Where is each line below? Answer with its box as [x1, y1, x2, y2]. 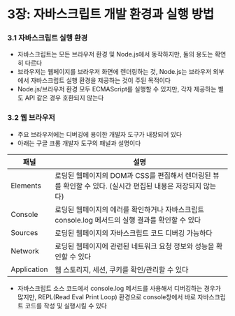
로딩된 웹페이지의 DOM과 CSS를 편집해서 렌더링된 [55, 170, 211, 180]
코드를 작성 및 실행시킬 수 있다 [24, 301, 107, 310]
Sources [10, 227, 38, 237]
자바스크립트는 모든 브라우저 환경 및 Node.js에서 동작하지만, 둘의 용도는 [17, 50, 213, 59]
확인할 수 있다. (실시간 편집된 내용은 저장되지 [62, 181, 201, 190]
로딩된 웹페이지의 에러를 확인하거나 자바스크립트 [55, 204, 204, 214]
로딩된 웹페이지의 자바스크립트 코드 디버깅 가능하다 [55, 228, 213, 238]
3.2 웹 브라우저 [7, 113, 55, 123]
